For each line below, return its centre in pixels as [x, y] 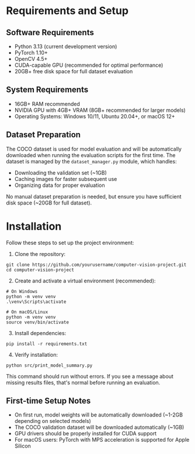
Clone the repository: [40, 254]
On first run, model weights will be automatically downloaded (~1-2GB [98, 415]
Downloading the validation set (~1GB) [60, 173]
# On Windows [22, 291]
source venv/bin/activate [37, 322]
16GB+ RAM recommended [47, 104]
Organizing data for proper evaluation [60, 185]
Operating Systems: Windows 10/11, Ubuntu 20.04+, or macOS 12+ [95, 116]
